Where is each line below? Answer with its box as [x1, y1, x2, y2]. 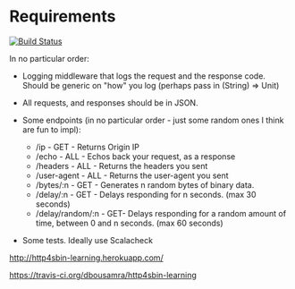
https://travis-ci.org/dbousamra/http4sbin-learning [9, 269, 197, 280]
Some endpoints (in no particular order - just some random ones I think [21, 115, 284, 125]
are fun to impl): [21, 123, 81, 135]
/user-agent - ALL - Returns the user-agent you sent [35, 170, 230, 181]
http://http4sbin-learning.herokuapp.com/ [9, 252, 164, 263]
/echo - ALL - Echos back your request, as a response [35, 150, 236, 162]
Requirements [9, 6, 116, 27]
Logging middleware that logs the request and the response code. [21, 70, 266, 81]
